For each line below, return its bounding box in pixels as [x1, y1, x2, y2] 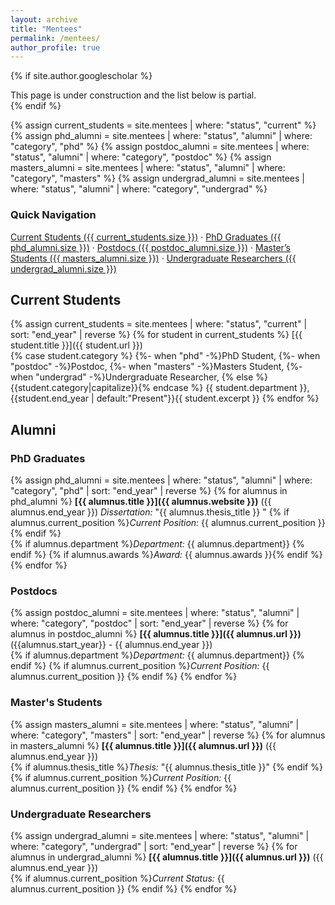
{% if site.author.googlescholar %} [10, 70, 153, 82]
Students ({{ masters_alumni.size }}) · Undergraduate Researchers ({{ [10, 252, 297, 264]
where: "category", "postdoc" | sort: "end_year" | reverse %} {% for [10, 617, 289, 630]
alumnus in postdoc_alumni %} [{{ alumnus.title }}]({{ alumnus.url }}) [10, 628, 302, 640]
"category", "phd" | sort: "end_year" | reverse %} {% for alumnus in [10, 485, 288, 497]
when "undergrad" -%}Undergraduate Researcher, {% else [10, 371, 254, 383]
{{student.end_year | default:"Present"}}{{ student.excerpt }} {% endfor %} [10, 392, 320, 405]
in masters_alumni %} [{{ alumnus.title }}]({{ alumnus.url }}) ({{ [10, 739, 277, 751]
